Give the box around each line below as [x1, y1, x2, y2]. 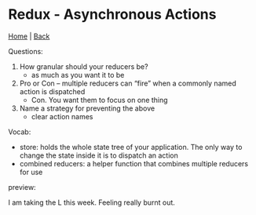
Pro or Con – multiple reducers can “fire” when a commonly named [19, 78, 237, 88]
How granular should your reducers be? [19, 61, 148, 71]
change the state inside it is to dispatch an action [19, 151, 178, 160]
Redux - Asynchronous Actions [8, 5, 217, 24]
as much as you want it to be [31, 70, 125, 79]
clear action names [31, 111, 93, 121]
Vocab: [8, 127, 31, 137]
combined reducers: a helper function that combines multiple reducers [19, 159, 249, 168]
